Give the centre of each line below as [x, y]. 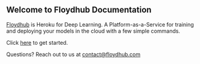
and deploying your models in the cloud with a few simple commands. [93, 31]
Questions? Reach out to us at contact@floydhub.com [73, 54]
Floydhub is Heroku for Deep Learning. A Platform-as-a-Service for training [100, 24]
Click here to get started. [37, 42]
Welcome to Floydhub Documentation [79, 10]
